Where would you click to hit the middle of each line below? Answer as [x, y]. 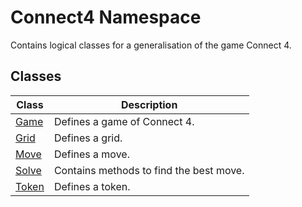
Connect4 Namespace [106, 17]
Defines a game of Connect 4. [124, 121]
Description [149, 104]
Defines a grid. [88, 138]
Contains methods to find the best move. [149, 170]
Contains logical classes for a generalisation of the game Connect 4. [151, 45]
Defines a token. [92, 186]
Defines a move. [91, 154]
